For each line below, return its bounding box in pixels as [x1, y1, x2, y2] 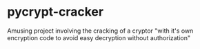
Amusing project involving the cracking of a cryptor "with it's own [7, 27, 194, 35]
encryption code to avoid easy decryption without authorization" [7, 33, 191, 42]
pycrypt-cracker [7, 4, 104, 20]
